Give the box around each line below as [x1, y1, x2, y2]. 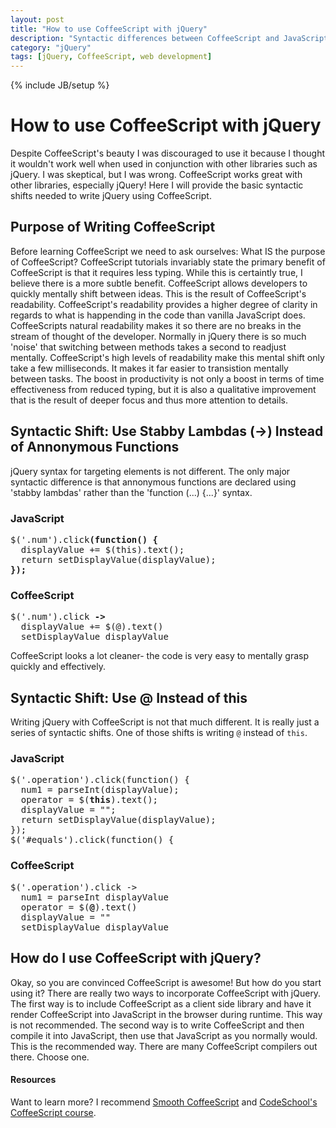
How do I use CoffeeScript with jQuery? [10, 950, 262, 967]
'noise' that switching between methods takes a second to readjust [10, 341, 287, 353]
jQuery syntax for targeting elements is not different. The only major [10, 465, 291, 477]
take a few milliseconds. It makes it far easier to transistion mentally [10, 362, 289, 374]
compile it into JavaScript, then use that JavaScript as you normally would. [10, 1029, 318, 1041]
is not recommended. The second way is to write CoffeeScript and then [10, 1019, 305, 1031]
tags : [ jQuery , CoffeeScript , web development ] [10, 52, 213, 62]
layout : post [10, 14, 65, 25]
